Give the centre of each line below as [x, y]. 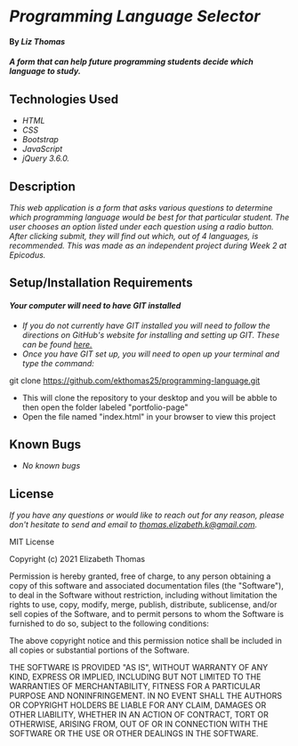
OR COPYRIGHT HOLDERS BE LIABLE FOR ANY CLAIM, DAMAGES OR [138, 705]
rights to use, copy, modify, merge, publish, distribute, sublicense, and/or [143, 605]
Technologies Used [64, 99]
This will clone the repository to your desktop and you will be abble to [149, 397]
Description [42, 186]
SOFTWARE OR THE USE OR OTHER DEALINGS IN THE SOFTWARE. [134, 734]
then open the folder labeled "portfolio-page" [105, 407]
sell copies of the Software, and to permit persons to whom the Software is [147, 614]
